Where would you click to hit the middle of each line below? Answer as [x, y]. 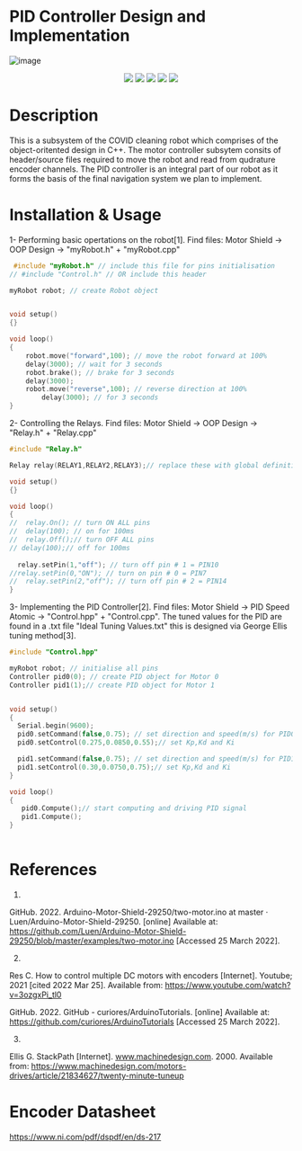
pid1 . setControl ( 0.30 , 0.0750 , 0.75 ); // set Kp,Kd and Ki [124, 767]
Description [54, 116]
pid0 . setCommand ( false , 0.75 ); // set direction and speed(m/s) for [147, 735]
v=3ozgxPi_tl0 [36, 995]
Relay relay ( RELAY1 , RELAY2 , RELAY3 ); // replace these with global [134, 465]
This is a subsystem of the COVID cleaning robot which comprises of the [144, 140]
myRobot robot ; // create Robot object [84, 290]
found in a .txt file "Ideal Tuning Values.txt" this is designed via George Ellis [148, 626]
